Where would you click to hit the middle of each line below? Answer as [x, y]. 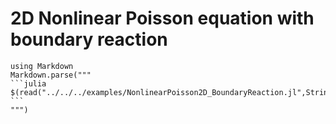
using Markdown [42, 66]
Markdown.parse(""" [51, 75]
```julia [28, 83]
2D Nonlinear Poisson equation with [162, 18]
